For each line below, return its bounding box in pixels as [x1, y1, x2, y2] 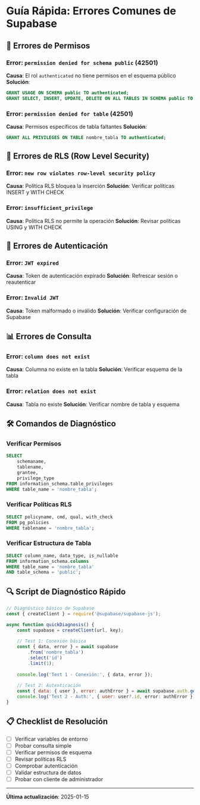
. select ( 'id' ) [27, 655, 62, 661]
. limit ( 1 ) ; [27, 660, 55, 666]
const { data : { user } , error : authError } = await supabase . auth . [17, 688, 190, 694]
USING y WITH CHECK [6, 224, 62, 231]
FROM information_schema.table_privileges [6, 481, 113, 487]
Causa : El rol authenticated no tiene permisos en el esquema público [6, 72, 176, 79]
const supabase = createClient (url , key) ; [17, 627, 124, 633]
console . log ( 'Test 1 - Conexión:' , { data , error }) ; [17, 671, 153, 677]
